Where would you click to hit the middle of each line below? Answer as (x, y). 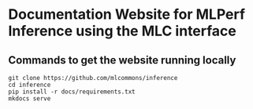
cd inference (30, 85)
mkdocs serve (30, 99)
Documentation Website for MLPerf (127, 15)
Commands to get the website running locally (122, 60)
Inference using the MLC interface (122, 31)
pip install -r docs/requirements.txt (72, 92)
